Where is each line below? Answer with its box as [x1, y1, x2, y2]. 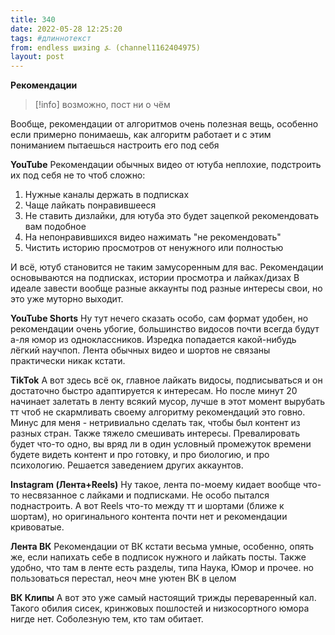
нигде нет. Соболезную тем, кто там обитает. [10, 613, 204, 625]
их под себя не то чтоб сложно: [10, 169, 146, 181]
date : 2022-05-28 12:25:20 [10, 24, 123, 34]
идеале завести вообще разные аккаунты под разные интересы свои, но [10, 282, 323, 295]
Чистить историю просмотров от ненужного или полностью [24, 242, 284, 254]
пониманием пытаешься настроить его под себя [10, 139, 220, 151]
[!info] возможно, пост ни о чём [34, 99, 171, 111]
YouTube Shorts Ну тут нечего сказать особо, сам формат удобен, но [10, 312, 309, 325]
